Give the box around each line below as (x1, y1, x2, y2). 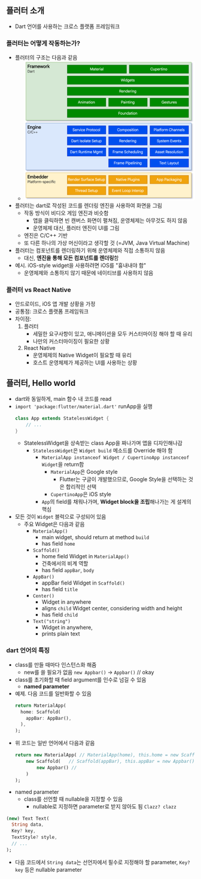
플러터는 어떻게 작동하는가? (6, 39, 81, 47)
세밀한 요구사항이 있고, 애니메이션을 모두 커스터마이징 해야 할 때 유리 (32, 330, 193, 337)
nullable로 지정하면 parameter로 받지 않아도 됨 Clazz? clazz (32, 802, 176, 810)
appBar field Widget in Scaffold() (41, 579, 126, 586)
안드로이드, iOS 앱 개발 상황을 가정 (14, 300, 96, 308)
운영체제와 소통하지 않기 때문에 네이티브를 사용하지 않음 (23, 269, 154, 276)
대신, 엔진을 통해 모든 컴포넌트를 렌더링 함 (23, 254, 119, 261)
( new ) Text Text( (6, 816, 50, 822)
